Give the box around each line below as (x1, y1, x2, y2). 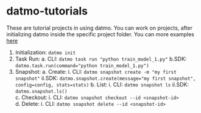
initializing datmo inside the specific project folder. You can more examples (6, 30, 195, 37)
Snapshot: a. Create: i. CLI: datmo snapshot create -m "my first (15, 68, 177, 75)
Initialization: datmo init (15, 48, 76, 56)
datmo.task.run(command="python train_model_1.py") (15, 62, 149, 69)
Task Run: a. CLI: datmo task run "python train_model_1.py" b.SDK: (15, 55, 187, 62)
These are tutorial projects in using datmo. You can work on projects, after (6, 24, 193, 31)
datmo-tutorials (6, 4, 88, 18)
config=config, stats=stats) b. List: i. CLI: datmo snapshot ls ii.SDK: (15, 80, 189, 88)
